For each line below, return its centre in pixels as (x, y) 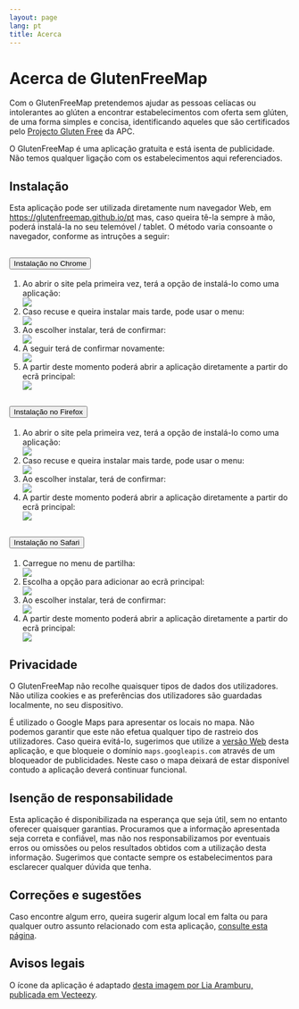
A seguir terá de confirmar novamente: (93, 348)
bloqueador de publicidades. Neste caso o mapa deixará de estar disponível (149, 761)
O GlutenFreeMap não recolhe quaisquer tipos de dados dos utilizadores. (144, 686)
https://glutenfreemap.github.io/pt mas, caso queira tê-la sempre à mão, (142, 217)
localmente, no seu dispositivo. (66, 705)
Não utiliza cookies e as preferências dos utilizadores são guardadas (136, 696)
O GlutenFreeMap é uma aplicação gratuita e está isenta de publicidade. (142, 149)
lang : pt (25, 26)
